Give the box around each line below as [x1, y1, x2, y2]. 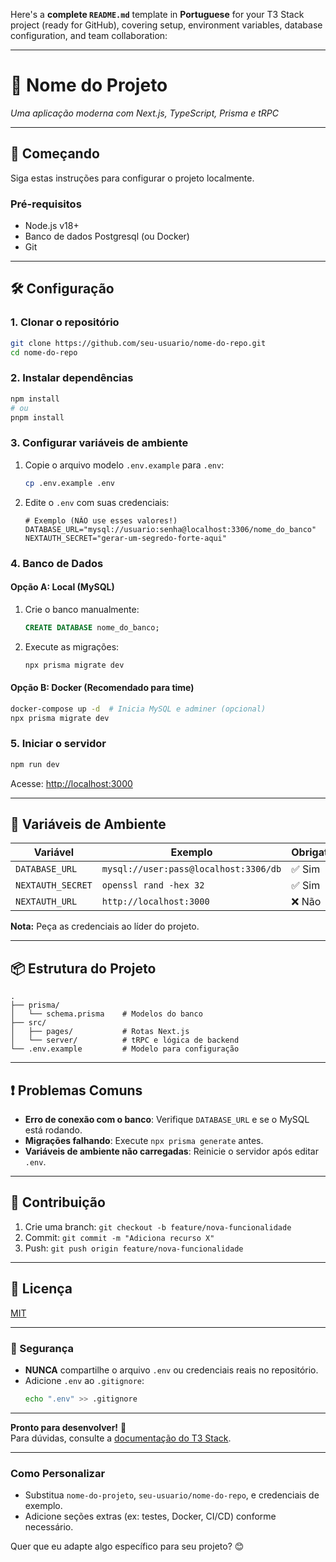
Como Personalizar [10, 1466, 106, 1480]
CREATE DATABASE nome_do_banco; [24, 622, 160, 633]
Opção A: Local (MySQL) [10, 581, 115, 593]
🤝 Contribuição [10, 1194, 106, 1211]
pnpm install [10, 412, 65, 423]
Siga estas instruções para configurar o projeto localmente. [10, 172, 255, 184]
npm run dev [10, 759, 60, 769]
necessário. [24, 1521, 74, 1533]
